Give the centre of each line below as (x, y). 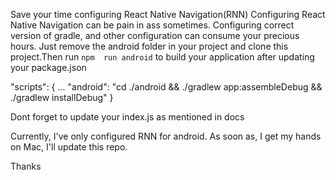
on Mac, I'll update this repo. (69, 147)
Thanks (26, 166)
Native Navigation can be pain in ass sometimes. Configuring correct (152, 25)
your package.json (48, 67)
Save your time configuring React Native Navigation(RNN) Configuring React (168, 14)
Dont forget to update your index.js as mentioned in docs (127, 117)
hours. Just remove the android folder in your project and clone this (149, 46)
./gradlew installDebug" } (62, 97)
